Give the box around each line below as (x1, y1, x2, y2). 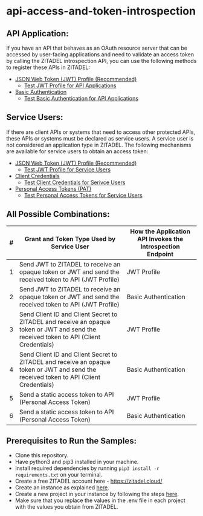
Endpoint (147, 250, 174, 258)
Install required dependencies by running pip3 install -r (14, 465, 159, 472)
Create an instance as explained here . (14, 484, 110, 491)
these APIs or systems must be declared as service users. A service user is (6, 134, 194, 142)
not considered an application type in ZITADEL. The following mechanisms (6, 141, 192, 148)
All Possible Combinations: (6, 209, 110, 219)
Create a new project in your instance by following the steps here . (14, 491, 179, 498)
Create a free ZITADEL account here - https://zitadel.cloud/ (14, 477, 163, 485)
